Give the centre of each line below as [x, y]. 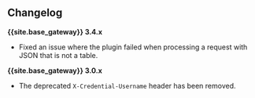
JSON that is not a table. [58, 55]
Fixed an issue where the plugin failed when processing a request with [133, 47]
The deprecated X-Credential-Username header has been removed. [128, 85]
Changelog [35, 13]
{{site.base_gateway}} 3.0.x [55, 71]
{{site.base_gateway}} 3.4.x [55, 31]
